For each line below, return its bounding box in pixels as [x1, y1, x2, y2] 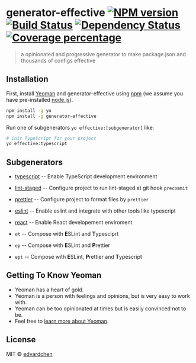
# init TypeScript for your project [6, 135, 97, 142]
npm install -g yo [6, 107, 52, 114]
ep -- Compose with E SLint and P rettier [14, 242, 111, 249]
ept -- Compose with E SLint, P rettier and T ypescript [14, 253, 142, 261]
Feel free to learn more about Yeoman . [14, 317, 109, 325]
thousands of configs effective [20, 57, 96, 64]
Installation [6, 74, 49, 84]
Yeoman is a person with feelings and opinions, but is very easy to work [14, 292, 191, 299]
